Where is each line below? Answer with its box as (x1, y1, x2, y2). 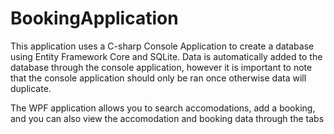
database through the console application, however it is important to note (10, 61, 313, 73)
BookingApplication (10, 7, 179, 30)
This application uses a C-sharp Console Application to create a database (10, 40, 315, 52)
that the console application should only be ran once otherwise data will (10, 72, 307, 84)
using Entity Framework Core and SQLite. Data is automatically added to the (10, 50, 323, 62)
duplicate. (10, 82, 52, 94)
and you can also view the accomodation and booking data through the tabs (10, 112, 325, 124)
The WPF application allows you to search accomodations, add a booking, (10, 102, 316, 114)
